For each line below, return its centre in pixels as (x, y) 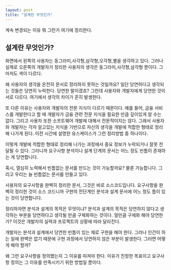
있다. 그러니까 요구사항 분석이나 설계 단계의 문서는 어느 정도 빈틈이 (86, 151)
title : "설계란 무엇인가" (29, 15)
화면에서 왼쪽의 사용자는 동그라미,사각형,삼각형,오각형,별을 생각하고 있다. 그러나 (84, 61)
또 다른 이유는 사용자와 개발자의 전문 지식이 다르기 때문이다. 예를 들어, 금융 (79, 108)
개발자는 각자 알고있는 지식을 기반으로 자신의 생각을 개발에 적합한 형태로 (82, 127)
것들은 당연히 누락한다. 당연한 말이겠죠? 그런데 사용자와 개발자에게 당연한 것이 (88, 91)
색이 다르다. (30, 73)
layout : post (19, 10)
